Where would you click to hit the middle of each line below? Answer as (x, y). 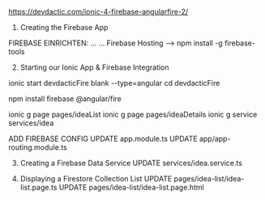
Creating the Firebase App (64, 27)
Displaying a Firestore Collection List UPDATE (96, 179)
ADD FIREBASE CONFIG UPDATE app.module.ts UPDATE (103, 138)
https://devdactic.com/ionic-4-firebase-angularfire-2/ (98, 12)
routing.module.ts (38, 147)
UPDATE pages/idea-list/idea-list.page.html (131, 187)
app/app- (215, 138)
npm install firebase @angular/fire (65, 99)
